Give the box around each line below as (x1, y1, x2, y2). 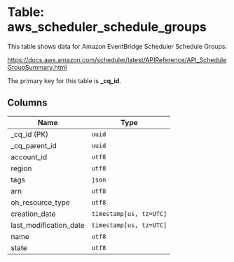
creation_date (11, 209, 56, 219)
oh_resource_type (11, 197, 70, 207)
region (11, 163, 32, 173)
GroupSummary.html (7, 63, 67, 71)
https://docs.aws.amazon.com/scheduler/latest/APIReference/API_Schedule (7, 55, 227, 64)
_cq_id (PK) (11, 129, 49, 139)
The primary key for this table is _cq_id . (7, 76, 121, 85)
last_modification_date (11, 220, 85, 230)
